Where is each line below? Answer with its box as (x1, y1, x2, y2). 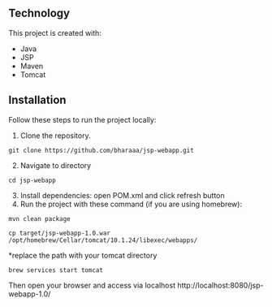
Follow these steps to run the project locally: (8, 115, 157, 124)
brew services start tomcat (8, 266, 104, 275)
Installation (8, 93, 67, 107)
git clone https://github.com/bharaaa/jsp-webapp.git (8, 146, 195, 154)
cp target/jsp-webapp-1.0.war (8, 229, 111, 237)
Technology (8, 6, 71, 20)
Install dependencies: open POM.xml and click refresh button (19, 190, 225, 200)
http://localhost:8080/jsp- (177, 280, 264, 290)
